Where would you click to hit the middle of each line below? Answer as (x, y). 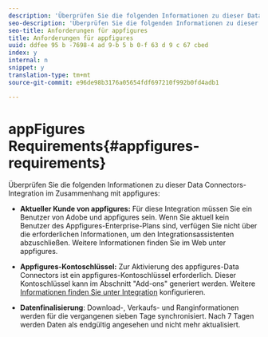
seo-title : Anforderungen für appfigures (78, 30)
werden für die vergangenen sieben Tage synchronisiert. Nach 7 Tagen (137, 316)
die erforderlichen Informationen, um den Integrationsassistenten (127, 234)
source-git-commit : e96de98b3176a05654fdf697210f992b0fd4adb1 (114, 82)
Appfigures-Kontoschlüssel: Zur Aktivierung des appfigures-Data (129, 267)
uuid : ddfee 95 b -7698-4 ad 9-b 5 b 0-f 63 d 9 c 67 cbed (108, 46)
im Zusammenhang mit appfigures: (102, 193)
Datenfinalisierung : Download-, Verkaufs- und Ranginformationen (129, 307)
